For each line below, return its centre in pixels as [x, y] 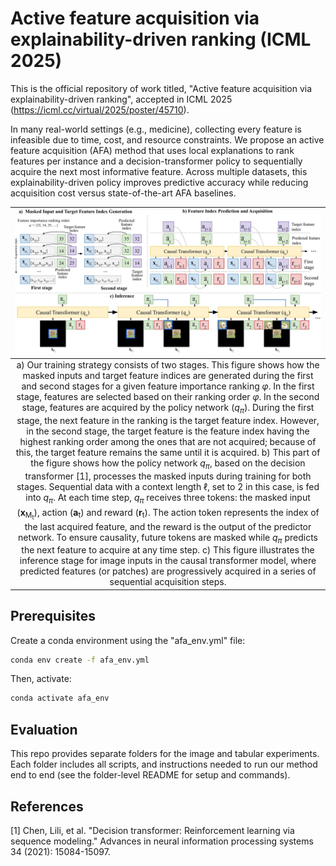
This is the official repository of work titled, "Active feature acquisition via [161, 88]
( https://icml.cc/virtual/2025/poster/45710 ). [100, 109]
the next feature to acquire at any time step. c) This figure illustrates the [168, 550]
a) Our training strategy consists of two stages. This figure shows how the [168, 365]
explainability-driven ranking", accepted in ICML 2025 [121, 99]
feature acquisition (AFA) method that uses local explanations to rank [152, 150]
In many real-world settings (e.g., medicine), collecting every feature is [156, 129]
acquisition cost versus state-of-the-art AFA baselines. [123, 193]
